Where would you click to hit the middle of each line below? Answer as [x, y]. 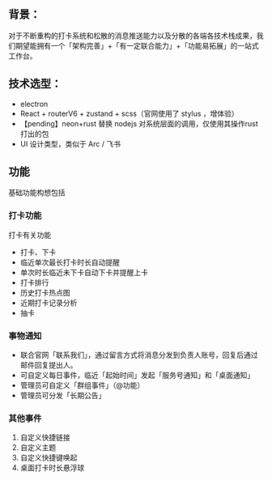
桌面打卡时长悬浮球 [52, 468]
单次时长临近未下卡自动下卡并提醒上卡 [84, 272]
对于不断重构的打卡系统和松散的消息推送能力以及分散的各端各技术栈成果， [132, 36]
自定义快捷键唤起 [49, 458]
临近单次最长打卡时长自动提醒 [70, 262]
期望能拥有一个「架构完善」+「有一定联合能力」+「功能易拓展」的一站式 [137, 45]
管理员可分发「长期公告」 [63, 396]
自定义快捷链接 [45, 438]
